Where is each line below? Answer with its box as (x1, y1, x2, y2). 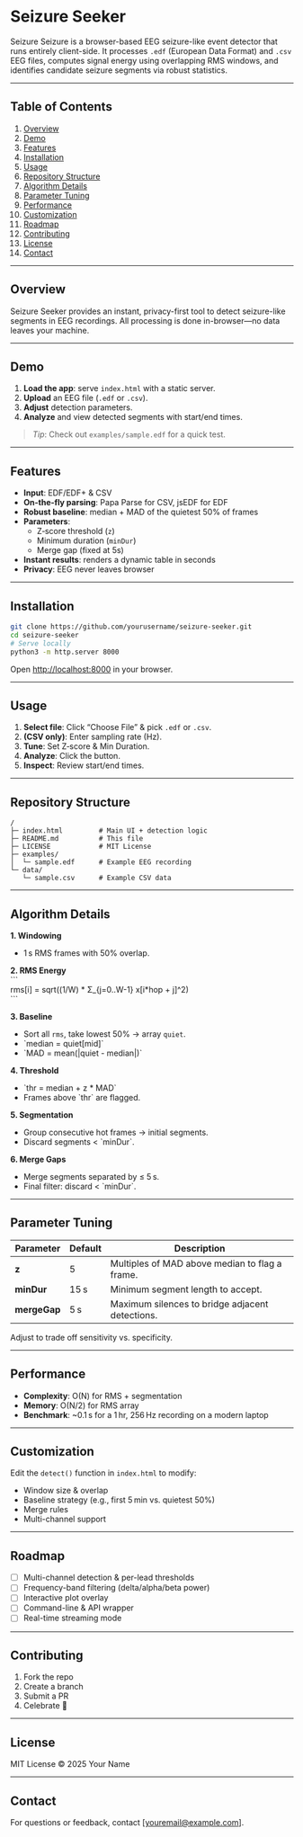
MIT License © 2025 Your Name (10, 1759, 130, 1770)
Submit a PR (22, 1690, 69, 1701)
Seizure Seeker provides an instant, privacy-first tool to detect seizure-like (10, 306, 286, 317)
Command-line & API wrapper (22, 1602, 134, 1613)
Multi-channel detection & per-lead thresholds (22, 1572, 195, 1583)
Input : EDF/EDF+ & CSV (22, 487, 112, 498)
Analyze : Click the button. (22, 751, 120, 762)
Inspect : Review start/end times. (22, 760, 145, 771)
